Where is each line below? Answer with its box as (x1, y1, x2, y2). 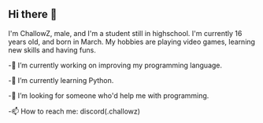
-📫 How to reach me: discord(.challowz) (8, 107, 140, 116)
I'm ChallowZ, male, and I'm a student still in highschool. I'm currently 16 (8, 28, 243, 38)
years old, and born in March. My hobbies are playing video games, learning (8, 37, 256, 46)
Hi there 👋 (8, 8, 57, 21)
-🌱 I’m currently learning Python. (8, 75, 114, 85)
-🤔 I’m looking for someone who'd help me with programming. (8, 91, 209, 100)
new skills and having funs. (8, 45, 96, 55)
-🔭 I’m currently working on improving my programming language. (8, 60, 223, 70)
